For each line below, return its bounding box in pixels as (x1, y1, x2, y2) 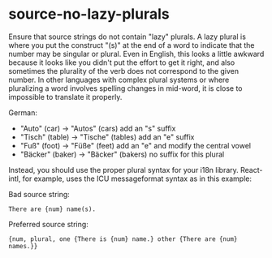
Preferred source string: (8, 219, 89, 229)
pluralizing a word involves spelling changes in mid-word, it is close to (8, 83, 243, 93)
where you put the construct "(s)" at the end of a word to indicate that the (8, 40, 255, 49)
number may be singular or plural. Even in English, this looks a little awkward (8, 49, 265, 58)
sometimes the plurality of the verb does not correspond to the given (8, 66, 240, 75)
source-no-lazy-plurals (8, 5, 170, 24)
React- (240, 165, 263, 174)
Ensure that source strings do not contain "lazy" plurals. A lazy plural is (8, 32, 246, 41)
